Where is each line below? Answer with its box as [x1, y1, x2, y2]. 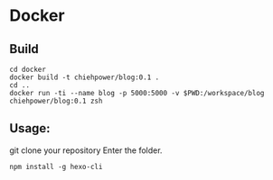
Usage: [9, 121, 52, 136]
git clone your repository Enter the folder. [9, 145, 163, 156]
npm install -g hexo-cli [9, 162, 103, 171]
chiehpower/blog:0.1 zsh [9, 96, 103, 105]
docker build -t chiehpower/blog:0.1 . [9, 73, 160, 82]
